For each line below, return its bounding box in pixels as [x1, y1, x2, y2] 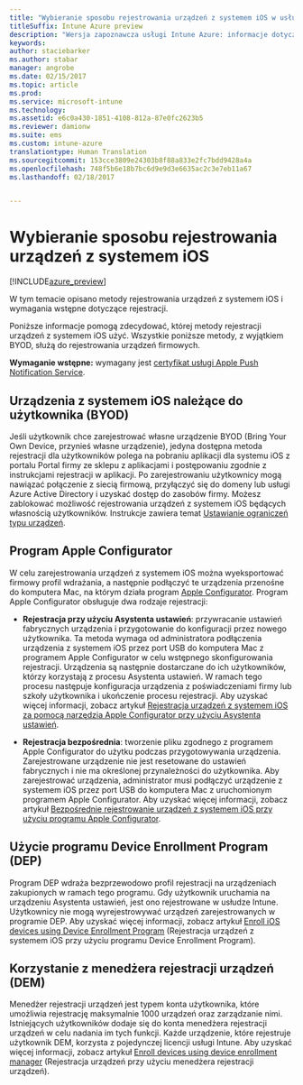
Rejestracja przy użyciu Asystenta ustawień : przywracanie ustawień [22, 613, 282, 624]
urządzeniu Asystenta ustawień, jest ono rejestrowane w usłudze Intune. [9, 897, 279, 907]
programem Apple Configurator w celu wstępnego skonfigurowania [22, 651, 273, 663]
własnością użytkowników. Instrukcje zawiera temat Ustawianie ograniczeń [9, 508, 289, 519]
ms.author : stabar [9, 55, 78, 64]
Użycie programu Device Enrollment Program [9, 840, 269, 855]
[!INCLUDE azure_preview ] [9, 276, 106, 287]
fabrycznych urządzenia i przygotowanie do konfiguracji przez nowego [22, 623, 287, 634]
